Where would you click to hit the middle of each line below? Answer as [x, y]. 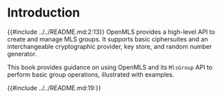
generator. [22, 54]
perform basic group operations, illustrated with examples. [91, 75]
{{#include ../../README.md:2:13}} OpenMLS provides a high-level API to [111, 32]
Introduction [44, 13]
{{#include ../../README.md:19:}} [54, 88]
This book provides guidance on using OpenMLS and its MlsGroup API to [110, 67]
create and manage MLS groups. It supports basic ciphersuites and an [108, 39]
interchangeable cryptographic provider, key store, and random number [110, 46]
